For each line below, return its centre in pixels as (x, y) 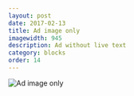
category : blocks (37, 53)
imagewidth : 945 (35, 38)
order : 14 (25, 61)
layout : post (30, 16)
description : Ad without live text (67, 46)
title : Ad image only (44, 30)
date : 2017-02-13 (37, 23)
